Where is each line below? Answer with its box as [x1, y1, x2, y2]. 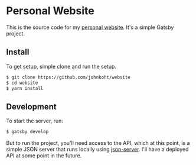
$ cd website [6, 80, 38, 86]
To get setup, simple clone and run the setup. [6, 63, 117, 70]
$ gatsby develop [6, 129, 49, 135]
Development [6, 102, 57, 112]
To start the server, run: [6, 117, 64, 125]
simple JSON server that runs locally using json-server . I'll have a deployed [6, 146, 189, 153]
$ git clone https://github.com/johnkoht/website [6, 74, 131, 80]
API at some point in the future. [6, 152, 82, 159]
